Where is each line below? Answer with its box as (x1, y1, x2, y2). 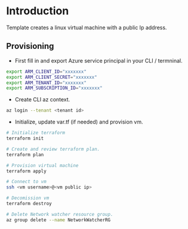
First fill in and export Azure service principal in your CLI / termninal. (14, 57, 183, 64)
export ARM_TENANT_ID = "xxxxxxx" (6, 79, 87, 86)
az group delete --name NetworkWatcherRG (6, 216, 111, 223)
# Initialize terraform (6, 130, 66, 136)
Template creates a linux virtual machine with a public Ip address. (6, 24, 167, 31)
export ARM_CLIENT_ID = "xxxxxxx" (6, 69, 87, 75)
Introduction (6, 4, 69, 18)
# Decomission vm (6, 195, 50, 201)
